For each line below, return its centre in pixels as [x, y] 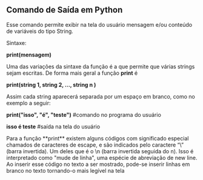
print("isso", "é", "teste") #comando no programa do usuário [84, 114]
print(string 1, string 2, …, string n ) [51, 85]
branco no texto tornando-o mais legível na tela [65, 170]
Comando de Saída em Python [65, 10]
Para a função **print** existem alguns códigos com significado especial [98, 138]
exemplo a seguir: [28, 103]
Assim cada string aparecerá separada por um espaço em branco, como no [101, 96]
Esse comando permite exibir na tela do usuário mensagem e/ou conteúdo [99, 24]
